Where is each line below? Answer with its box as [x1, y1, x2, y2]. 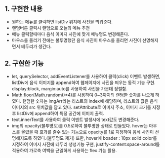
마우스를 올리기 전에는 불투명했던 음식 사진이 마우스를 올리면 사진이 [11, 37, 141, 43]
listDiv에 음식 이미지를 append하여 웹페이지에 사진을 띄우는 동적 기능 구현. [11, 79, 156, 85]
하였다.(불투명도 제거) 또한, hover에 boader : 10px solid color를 [33, 135, 157, 141]
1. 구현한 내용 [4, 4, 42, 13]
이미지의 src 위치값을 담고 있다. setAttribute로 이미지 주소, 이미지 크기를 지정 [11, 104, 161, 110]
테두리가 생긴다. [21, 43, 52, 49]
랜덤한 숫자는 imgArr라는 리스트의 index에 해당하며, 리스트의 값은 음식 [22, 98, 158, 104]
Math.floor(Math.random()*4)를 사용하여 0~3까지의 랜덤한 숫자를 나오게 [11, 92, 154, 98]
